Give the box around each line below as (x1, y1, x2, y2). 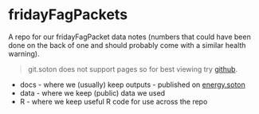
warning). (8, 49, 40, 58)
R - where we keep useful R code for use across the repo (19, 96, 208, 106)
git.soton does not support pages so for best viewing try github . (27, 64, 237, 73)
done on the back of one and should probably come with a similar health (8, 40, 246, 49)
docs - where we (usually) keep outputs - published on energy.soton (19, 80, 245, 89)
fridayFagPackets (8, 6, 128, 24)
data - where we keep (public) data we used (19, 88, 166, 97)
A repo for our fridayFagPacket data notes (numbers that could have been (8, 32, 251, 41)
